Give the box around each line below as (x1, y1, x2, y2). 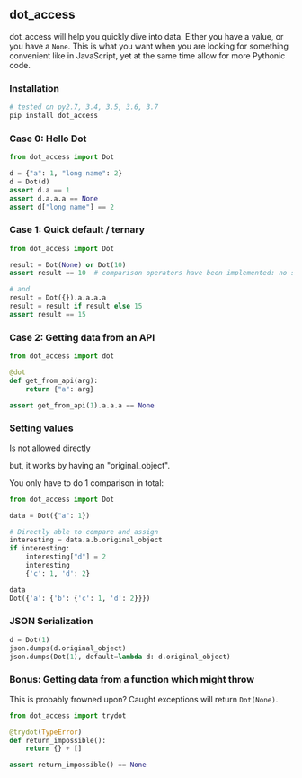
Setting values (9, 422, 74, 434)
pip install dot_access (9, 111, 99, 120)
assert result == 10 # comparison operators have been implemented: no (9, 269, 288, 278)
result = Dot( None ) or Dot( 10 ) (9, 260, 127, 269)
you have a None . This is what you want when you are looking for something (9, 40, 289, 51)
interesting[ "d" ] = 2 (25, 552, 106, 561)
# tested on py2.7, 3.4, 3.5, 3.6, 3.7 (9, 103, 159, 112)
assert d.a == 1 (9, 185, 70, 194)
